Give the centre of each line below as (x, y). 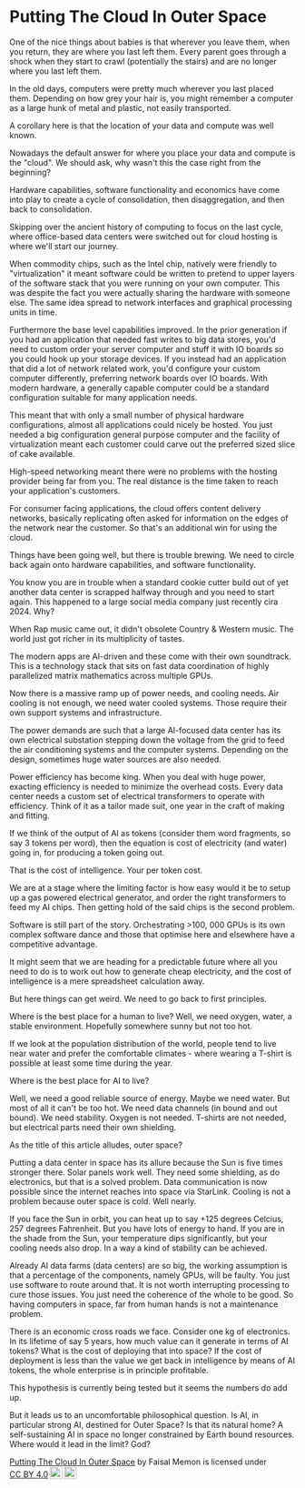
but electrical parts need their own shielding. (93, 1127)
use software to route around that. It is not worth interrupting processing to (150, 1284)
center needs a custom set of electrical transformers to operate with (137, 796)
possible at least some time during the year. (91, 1063)
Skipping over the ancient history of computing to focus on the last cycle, (147, 227)
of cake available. (42, 453)
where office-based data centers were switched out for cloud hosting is (144, 236)
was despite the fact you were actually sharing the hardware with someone (150, 292)
